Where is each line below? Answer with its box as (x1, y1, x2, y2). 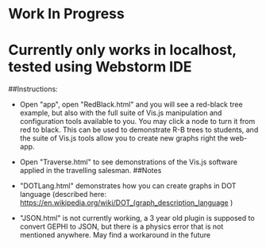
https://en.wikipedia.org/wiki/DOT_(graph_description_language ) (19, 198, 233, 207)
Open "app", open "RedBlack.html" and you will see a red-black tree (19, 100, 244, 110)
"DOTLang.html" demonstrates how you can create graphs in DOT (19, 181, 237, 191)
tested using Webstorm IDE (8, 58, 192, 76)
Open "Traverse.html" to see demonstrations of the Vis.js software (19, 157, 238, 167)
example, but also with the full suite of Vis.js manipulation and (19, 108, 222, 118)
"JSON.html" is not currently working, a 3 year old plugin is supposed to (19, 214, 256, 223)
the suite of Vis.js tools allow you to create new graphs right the (19, 133, 229, 143)
